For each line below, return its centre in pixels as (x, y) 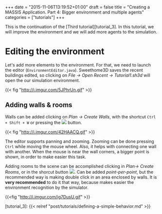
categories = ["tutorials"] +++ (35, 17)
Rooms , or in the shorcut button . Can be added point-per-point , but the (79, 172)
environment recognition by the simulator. (47, 187)
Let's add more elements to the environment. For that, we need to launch (78, 65)
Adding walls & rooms (39, 105)
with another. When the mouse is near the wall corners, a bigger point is (77, 151)
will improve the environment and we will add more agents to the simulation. (81, 32)
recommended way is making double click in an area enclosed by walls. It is (81, 177)
